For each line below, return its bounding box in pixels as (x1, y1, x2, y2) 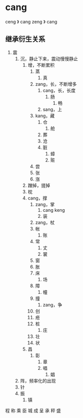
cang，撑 (27, 195, 48, 201)
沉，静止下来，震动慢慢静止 (20, 55, 78, 62)
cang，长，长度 (43, 87, 76, 93)
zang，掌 (35, 201, 55, 207)
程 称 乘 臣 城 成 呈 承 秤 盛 (5, 407, 61, 413)
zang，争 (43, 301, 62, 308)
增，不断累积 (27, 62, 55, 68)
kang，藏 (35, 112, 55, 119)
